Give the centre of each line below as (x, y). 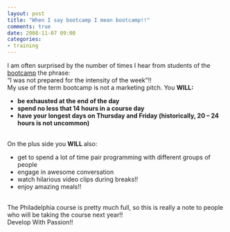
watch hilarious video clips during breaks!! (78, 179)
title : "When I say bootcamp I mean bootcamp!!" (79, 20)
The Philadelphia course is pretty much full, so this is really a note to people (115, 207)
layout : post (26, 14)
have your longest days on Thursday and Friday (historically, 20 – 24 (118, 116)
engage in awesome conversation (65, 172)
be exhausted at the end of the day (68, 101)
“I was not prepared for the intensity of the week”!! (79, 80)
